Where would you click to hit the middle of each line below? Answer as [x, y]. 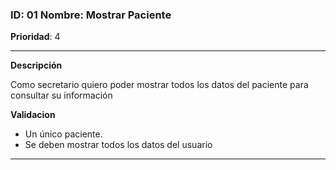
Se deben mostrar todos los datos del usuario [118, 145]
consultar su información [61, 95]
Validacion [33, 115]
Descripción [36, 65]
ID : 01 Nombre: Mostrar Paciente [91, 15]
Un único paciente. [63, 134]
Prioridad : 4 [35, 37]
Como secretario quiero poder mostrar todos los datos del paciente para [159, 85]
